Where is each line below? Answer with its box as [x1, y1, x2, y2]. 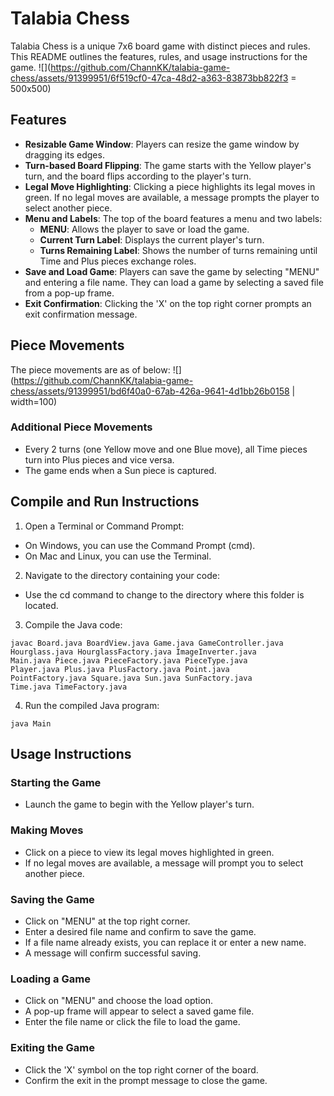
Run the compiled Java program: [24, 699, 160, 711]
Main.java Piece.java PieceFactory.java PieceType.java [10, 655, 248, 666]
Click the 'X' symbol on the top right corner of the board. [24, 1063, 259, 1076]
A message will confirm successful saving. [24, 947, 202, 959]
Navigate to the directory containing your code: [24, 569, 220, 581]
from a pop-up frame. [24, 287, 115, 299]
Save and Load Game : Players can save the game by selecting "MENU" [24, 265, 320, 277]
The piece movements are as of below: [10, 363, 171, 376]
